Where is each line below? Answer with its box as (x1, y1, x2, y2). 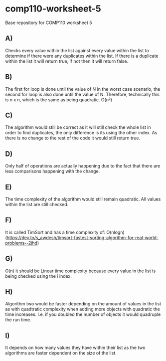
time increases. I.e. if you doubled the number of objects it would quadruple (5, 311, 161, 317)
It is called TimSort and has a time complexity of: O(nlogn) (5, 229, 125, 235)
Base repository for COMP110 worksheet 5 (5, 20, 92, 26)
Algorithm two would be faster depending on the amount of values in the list (5, 301, 161, 307)
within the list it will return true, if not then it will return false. (5, 58, 129, 64)
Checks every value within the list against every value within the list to (5, 47, 150, 53)
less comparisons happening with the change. (5, 168, 100, 174)
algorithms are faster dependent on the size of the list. (5, 350, 117, 356)
